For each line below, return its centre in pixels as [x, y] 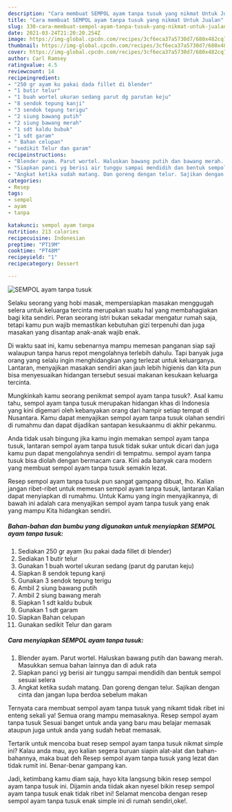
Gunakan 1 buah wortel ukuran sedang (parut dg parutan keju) [106, 566]
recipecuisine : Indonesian [46, 238]
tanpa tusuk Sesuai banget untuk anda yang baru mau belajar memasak [109, 722]
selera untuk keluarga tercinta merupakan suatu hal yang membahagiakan [113, 310]
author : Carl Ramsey [38, 59]
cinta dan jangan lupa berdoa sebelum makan [82, 695]
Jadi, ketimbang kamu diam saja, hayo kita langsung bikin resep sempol [110, 779]
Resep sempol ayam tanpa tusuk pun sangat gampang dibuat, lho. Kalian [111, 481]
